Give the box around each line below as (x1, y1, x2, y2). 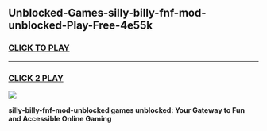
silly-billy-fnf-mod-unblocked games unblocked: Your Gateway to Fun (8, 105, 246, 114)
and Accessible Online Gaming (8, 114, 112, 123)
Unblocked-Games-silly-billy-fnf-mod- (8, 6, 207, 20)
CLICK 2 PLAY (8, 72, 64, 83)
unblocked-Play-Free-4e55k (8, 19, 153, 33)
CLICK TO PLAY (8, 43, 70, 54)
